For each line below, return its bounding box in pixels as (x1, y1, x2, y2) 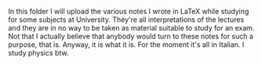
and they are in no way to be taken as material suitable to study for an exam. (8, 23, 255, 32)
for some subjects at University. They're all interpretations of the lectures (8, 15, 245, 24)
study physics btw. (8, 49, 69, 57)
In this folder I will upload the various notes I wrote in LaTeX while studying (8, 7, 249, 16)
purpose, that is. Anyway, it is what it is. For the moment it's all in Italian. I (8, 40, 245, 49)
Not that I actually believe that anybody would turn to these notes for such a (8, 31, 253, 41)
